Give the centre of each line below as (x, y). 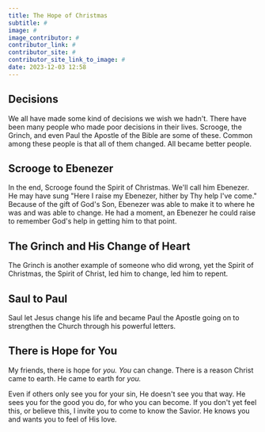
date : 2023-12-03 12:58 (47, 67)
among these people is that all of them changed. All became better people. (130, 143)
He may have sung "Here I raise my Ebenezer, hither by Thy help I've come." (132, 196)
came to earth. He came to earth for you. (75, 378)
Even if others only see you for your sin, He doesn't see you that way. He (127, 394)
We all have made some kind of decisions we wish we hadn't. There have (127, 118)
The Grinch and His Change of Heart (99, 246)
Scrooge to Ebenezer (61, 168)
